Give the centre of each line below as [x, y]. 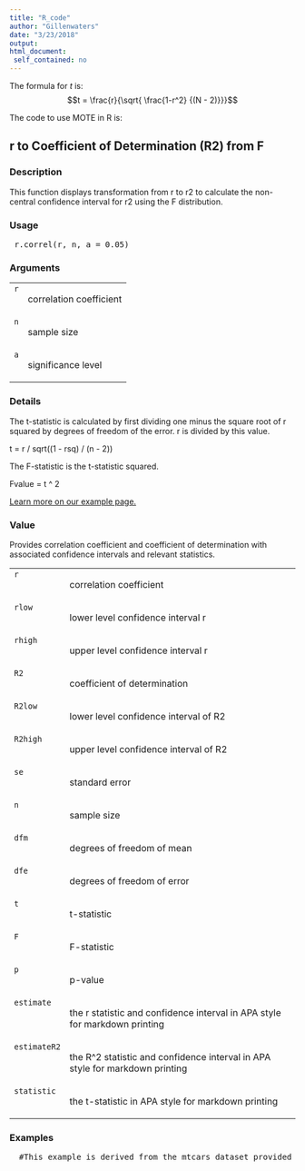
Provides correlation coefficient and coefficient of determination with [138, 544]
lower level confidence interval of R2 [148, 716]
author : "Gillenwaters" [54, 26]
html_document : [38, 52]
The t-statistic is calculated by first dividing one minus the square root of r [148, 421]
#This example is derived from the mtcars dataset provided [155, 1157]
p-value [87, 979]
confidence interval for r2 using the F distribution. [130, 202]
